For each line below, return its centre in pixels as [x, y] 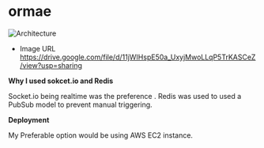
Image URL [38, 48]
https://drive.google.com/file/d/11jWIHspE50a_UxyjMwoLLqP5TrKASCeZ [138, 57]
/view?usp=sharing [51, 65]
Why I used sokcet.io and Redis [61, 81]
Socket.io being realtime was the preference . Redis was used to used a [125, 96]
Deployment [29, 120]
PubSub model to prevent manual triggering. [80, 104]
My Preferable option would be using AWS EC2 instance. [101, 135]
